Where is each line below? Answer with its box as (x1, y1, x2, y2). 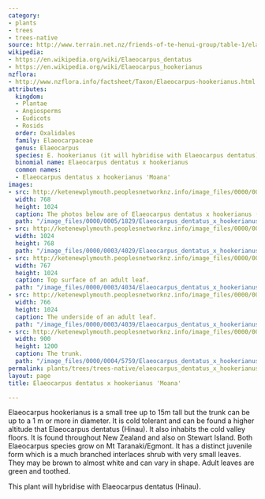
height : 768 (15, 240, 55, 248)
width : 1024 (15, 232, 55, 240)
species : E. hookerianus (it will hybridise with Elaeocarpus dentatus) (15, 151, 259, 159)
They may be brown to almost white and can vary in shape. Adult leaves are (8, 458, 255, 467)
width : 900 (15, 335, 51, 343)
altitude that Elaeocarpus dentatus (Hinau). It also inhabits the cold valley (8, 425, 246, 434)
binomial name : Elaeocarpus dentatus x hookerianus (15, 159, 189, 167)
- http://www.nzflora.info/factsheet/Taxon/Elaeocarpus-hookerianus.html (8, 77, 256, 85)
